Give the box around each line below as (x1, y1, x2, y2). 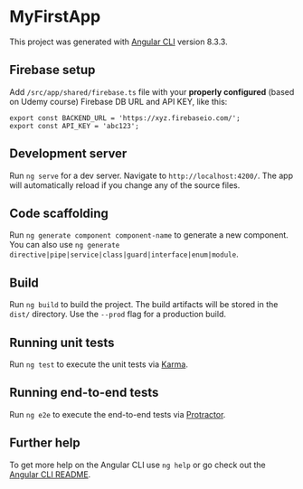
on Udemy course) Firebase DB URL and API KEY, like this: (9, 96, 228, 107)
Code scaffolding (9, 205, 109, 221)
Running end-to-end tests (9, 385, 159, 400)
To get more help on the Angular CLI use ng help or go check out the (9, 459, 266, 470)
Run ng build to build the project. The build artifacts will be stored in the (9, 299, 279, 310)
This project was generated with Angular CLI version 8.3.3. (9, 36, 228, 47)
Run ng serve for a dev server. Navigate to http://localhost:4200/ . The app (9, 170, 294, 181)
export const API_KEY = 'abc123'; (9, 121, 140, 130)
